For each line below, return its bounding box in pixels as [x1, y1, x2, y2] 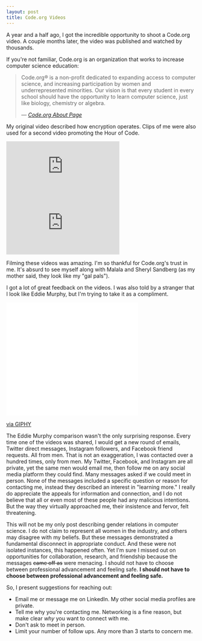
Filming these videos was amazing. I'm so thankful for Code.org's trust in [6, 259, 188, 266]
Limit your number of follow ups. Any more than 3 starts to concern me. [14, 627, 193, 634]
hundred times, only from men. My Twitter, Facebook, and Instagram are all [6, 458, 193, 465]
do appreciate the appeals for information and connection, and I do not [6, 490, 182, 497]
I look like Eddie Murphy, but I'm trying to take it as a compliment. [6, 290, 169, 298]
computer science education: [6, 62, 80, 69]
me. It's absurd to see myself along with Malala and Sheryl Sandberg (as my [6, 266, 195, 273]
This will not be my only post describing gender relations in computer [6, 520, 179, 528]
